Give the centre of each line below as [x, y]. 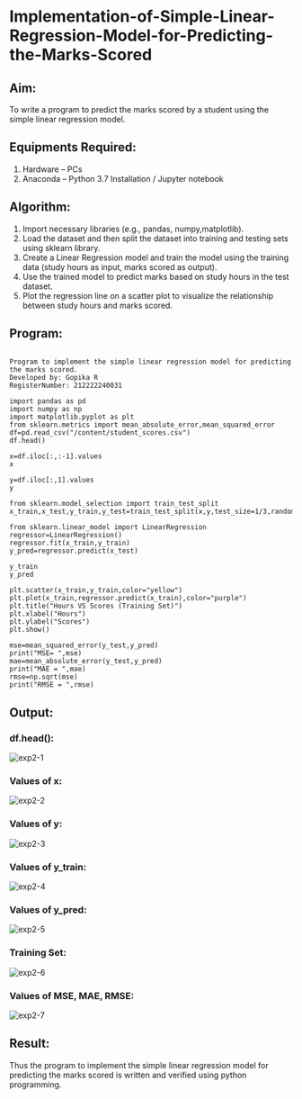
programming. [36, 1084]
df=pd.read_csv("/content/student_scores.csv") [100, 433]
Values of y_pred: [48, 909]
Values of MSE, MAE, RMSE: [72, 995]
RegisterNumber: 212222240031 [66, 386]
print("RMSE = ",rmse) [52, 685]
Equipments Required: [73, 147]
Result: [30, 1044]
